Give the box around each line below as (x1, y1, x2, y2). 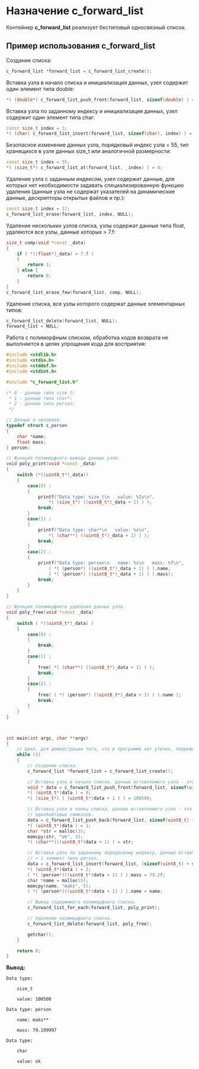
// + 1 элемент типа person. (27, 856, 99, 861)
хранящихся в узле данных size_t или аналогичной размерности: (6, 148, 172, 155)
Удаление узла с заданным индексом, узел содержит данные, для (6, 175, 175, 182)
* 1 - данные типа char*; (8, 395, 73, 401)
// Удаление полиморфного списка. (27, 915, 113, 921)
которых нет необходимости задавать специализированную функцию (6, 182, 184, 189)
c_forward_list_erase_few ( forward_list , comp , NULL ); (6, 289, 142, 295)
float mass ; (17, 439, 46, 445)
